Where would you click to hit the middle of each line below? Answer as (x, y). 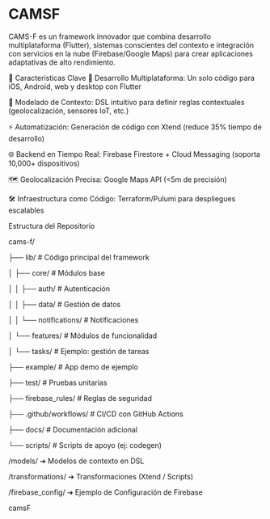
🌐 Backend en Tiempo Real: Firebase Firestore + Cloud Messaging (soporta (135, 154)
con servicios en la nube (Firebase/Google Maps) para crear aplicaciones (131, 53)
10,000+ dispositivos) (44, 163)
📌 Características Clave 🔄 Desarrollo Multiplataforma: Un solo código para (131, 78)
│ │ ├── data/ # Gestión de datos (65, 304)
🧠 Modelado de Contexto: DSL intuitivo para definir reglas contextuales (127, 102)
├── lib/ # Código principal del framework (79, 257)
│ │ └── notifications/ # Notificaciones (74, 319)
